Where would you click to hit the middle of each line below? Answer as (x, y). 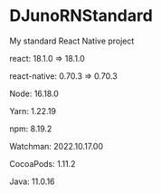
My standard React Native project (72, 41)
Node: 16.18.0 (34, 93)
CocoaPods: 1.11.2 (43, 163)
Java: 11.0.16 (33, 181)
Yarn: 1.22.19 (33, 111)
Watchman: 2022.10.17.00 (57, 146)
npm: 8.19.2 (31, 129)
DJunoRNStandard (81, 16)
